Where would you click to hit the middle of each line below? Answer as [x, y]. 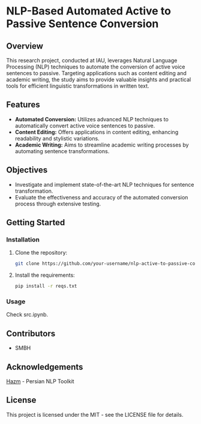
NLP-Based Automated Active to [88, 11]
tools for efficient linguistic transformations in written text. [78, 86]
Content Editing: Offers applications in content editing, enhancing [97, 132]
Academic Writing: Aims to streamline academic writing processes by [102, 145]
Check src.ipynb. [27, 315]
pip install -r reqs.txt [46, 286]
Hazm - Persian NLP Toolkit [40, 381]
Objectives [27, 170]
